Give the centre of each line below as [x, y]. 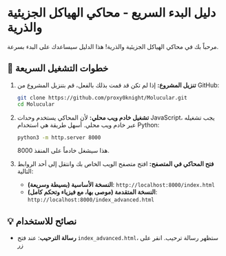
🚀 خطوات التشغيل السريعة [58, 68]
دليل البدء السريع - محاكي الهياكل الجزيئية [112, 13]
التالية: [25, 172]
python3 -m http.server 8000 [59, 137]
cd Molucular [36, 104]
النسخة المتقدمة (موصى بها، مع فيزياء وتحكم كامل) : [92, 192]
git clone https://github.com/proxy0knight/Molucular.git [102, 98]
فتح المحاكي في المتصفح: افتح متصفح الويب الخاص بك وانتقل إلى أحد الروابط [115, 164]
